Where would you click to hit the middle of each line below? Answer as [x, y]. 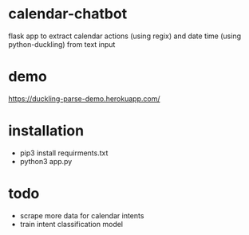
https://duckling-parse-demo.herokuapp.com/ [84, 98]
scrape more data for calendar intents [82, 215]
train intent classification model [71, 224]
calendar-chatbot [68, 14]
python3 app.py [46, 161]
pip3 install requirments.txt [64, 153]
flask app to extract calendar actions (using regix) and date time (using [125, 36]
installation [46, 131]
